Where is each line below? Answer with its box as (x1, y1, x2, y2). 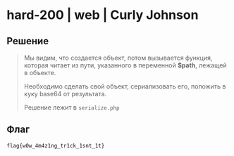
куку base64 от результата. (23, 90, 107, 98)
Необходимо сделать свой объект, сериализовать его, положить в (23, 82, 226, 91)
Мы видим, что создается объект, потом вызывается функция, (23, 53, 213, 62)
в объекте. (23, 69, 56, 77)
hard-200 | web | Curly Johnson (6, 7, 199, 23)
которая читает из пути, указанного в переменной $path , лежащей (23, 61, 227, 70)
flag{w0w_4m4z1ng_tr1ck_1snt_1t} (6, 142, 105, 149)
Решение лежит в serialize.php (23, 103, 121, 112)
